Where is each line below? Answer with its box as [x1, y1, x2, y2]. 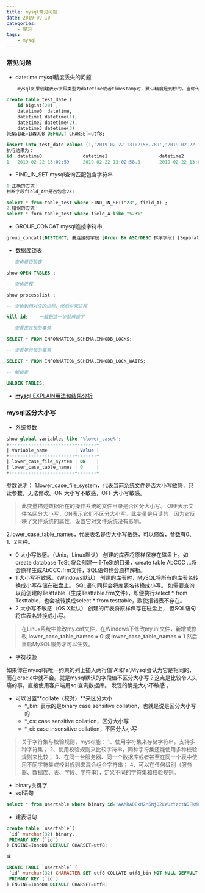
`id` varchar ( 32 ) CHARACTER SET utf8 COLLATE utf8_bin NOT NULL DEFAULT [9, 870, 198, 877]
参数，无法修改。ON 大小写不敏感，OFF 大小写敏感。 [11, 489, 146, 496]
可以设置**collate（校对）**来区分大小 [15, 694, 113, 702]
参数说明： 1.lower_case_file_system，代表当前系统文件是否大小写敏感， [6, 482, 189, 489]
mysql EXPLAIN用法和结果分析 [15, 392, 93, 399]
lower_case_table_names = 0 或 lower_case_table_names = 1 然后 [28, 632, 198, 640]
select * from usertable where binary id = [6, 801, 116, 808]
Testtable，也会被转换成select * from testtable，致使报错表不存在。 [15, 596, 186, 604]
